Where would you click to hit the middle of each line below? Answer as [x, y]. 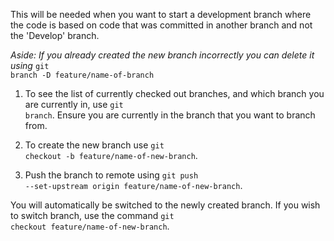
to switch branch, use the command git [92, 215]
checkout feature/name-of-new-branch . [90, 226]
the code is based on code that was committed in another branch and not [161, 25]
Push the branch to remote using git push [111, 175]
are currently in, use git [74, 104]
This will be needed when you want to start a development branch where [161, 14]
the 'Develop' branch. [55, 35]
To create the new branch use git [94, 145]
